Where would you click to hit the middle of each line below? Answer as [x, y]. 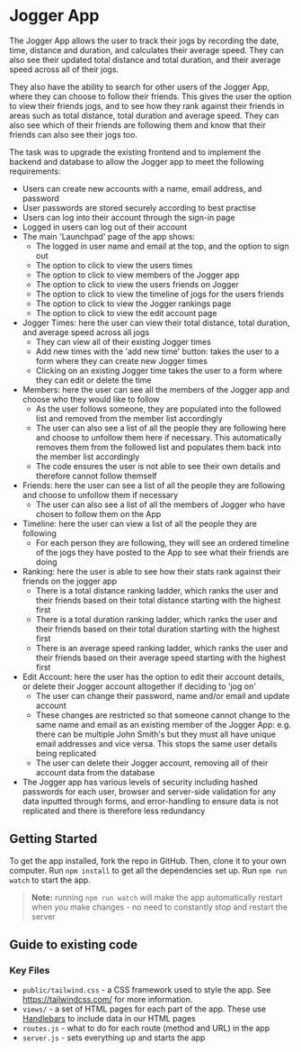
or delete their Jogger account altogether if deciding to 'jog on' [139, 686]
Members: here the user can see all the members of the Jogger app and [156, 389]
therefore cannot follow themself [96, 476]
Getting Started [53, 839]
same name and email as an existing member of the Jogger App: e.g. [164, 724]
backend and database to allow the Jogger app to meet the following [137, 161]
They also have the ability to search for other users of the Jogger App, [140, 86]
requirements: [35, 171]
